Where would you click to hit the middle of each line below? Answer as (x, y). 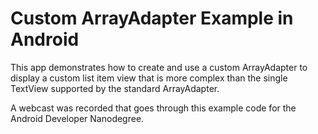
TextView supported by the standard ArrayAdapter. (115, 88)
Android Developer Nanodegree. (77, 118)
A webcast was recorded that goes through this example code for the (153, 108)
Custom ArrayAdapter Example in (152, 18)
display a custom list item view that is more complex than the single (149, 78)
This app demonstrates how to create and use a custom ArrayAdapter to (159, 67)
